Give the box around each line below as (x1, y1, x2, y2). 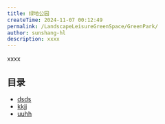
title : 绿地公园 (7, 10, 49, 17)
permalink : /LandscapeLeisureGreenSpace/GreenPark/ (7, 23, 158, 30)
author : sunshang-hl (7, 29, 67, 37)
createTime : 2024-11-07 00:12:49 (7, 17, 103, 23)
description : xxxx (7, 36, 60, 43)
